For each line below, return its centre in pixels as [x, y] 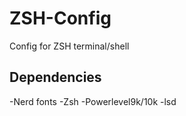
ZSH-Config [60, 18]
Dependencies [55, 77]
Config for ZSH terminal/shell [69, 46]
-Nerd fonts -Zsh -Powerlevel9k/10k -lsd [93, 101]
